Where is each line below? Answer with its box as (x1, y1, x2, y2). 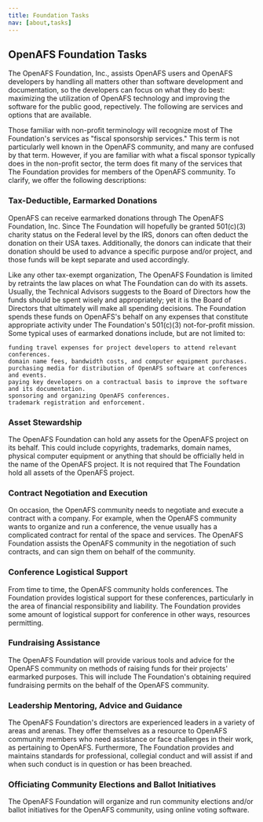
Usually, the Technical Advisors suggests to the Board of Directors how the (8, 287, 251, 296)
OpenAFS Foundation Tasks (8, 48, 148, 61)
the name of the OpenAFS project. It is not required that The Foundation (8, 459, 241, 469)
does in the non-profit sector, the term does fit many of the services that (8, 159, 243, 169)
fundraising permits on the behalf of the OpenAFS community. (8, 680, 210, 689)
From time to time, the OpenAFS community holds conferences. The (8, 584, 229, 594)
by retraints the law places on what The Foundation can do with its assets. (8, 278, 248, 287)
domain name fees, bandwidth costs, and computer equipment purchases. (8, 357, 247, 365)
